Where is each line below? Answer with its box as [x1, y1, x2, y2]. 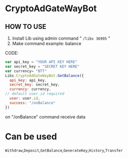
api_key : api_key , [9, 78, 47, 83]
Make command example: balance [12, 41, 82, 46]
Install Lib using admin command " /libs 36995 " [12, 35, 110, 41]
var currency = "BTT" [5, 68, 47, 73]
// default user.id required [5, 91, 64, 96]
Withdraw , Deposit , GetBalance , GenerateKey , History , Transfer [5, 147, 123, 153]
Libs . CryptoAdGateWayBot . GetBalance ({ [5, 73, 84, 78]
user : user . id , [9, 96, 41, 101]
